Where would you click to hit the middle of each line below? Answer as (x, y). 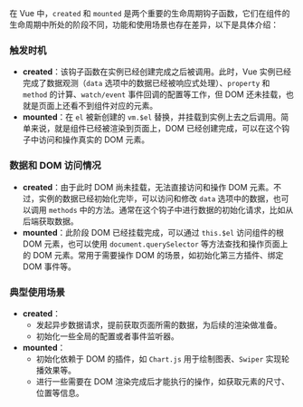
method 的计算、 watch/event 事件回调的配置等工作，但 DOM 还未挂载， (154, 94)
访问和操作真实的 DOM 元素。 (94, 140)
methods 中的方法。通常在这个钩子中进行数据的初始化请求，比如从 (171, 209)
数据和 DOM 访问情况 (55, 166)
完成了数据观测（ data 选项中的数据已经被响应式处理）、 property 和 (146, 83)
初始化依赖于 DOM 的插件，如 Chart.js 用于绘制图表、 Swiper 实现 (159, 359)
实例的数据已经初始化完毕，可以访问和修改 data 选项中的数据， (156, 199)
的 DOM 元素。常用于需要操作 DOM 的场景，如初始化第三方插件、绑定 (153, 255)
